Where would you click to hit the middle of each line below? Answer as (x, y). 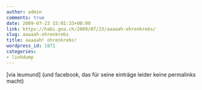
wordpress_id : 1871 (31, 46)
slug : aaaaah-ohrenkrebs (38, 35)
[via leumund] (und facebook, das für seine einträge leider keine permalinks (101, 74)
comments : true (25, 18)
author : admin (24, 12)
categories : (21, 52)
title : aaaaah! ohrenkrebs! (42, 40)
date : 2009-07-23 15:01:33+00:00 (49, 23)
